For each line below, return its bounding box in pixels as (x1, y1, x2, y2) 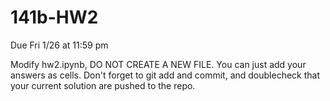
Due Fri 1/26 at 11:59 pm (10, 39, 109, 51)
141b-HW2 (10, 6, 99, 29)
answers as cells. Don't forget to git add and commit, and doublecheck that (10, 69, 321, 81)
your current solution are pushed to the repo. (10, 79, 196, 91)
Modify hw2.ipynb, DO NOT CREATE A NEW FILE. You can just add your (10, 58, 307, 70)
